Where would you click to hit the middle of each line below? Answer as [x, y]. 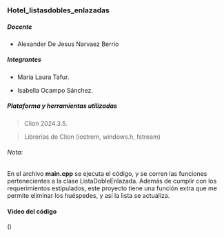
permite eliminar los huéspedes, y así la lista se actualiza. [89, 196]
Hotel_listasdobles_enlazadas [59, 10]
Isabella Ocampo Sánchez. [55, 90]
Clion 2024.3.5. [45, 123]
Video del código [32, 211]
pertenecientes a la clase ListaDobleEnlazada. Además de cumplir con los [112, 181]
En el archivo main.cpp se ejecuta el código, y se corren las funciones [107, 174]
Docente [20, 27]
